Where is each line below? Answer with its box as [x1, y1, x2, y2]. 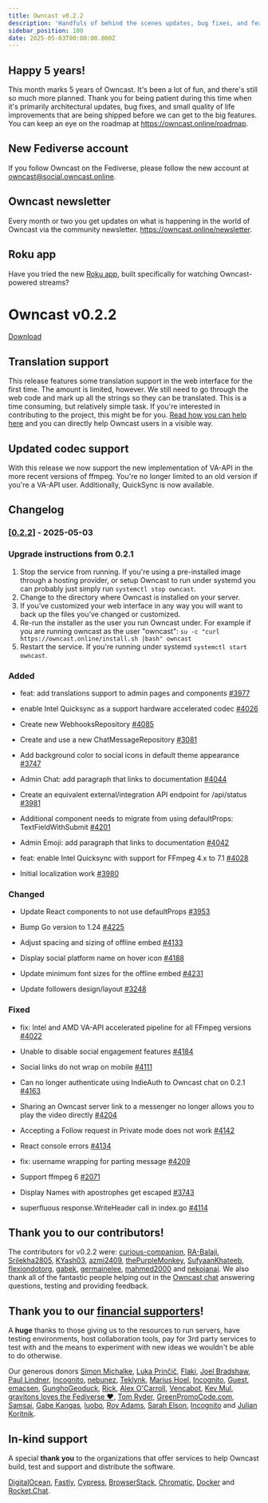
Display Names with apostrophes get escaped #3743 [19, 1187, 195, 1197]
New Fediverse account [8, 142, 129, 156]
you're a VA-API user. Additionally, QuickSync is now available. [8, 480, 215, 490]
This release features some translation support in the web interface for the [8, 377, 253, 386]
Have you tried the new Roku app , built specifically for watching [8, 269, 219, 278]
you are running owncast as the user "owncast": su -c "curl [19, 626, 220, 636]
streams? [38, 277, 69, 287]
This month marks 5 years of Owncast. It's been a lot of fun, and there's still [8, 85, 258, 94]
